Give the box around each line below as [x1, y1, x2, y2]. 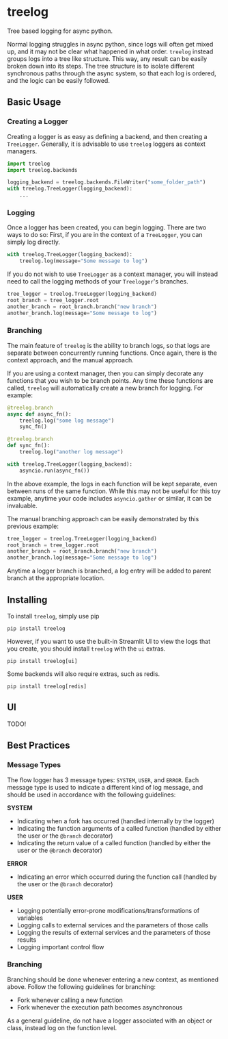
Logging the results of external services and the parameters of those [16, 928, 211, 936]
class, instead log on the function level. [7, 1023, 117, 1031]
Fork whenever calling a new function [16, 996, 123, 1004]
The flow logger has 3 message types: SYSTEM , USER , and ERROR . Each [7, 775, 199, 784]
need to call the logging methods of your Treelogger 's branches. [7, 277, 189, 286]
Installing [7, 594, 48, 605]
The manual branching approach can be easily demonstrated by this [7, 514, 199, 523]
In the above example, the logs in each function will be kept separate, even [7, 479, 218, 488]
